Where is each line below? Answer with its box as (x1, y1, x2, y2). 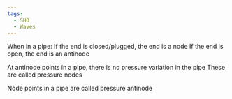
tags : (7, 10, 23, 17)
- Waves (13, 23, 36, 30)
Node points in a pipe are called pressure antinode (7, 84, 152, 93)
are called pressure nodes (7, 70, 82, 79)
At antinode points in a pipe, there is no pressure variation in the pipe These (7, 63, 226, 72)
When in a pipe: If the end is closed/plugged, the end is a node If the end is (7, 43, 224, 51)
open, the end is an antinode (7, 49, 89, 58)
